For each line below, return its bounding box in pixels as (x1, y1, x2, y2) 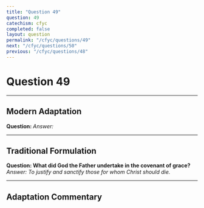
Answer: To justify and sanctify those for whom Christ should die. (6, 168, 171, 176)
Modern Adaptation (6, 106, 82, 117)
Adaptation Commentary (6, 192, 102, 202)
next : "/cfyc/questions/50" (6, 43, 78, 49)
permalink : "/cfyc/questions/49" (6, 37, 91, 43)
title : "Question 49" (6, 9, 61, 15)
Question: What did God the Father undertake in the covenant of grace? (6, 162, 191, 169)
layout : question (6, 32, 50, 38)
